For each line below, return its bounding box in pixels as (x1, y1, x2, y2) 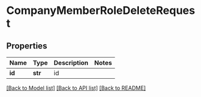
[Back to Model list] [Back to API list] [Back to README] (6, 84, 146, 92)
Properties (6, 41, 48, 51)
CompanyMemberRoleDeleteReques (6, 4, 196, 18)
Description (54, 59, 88, 67)
